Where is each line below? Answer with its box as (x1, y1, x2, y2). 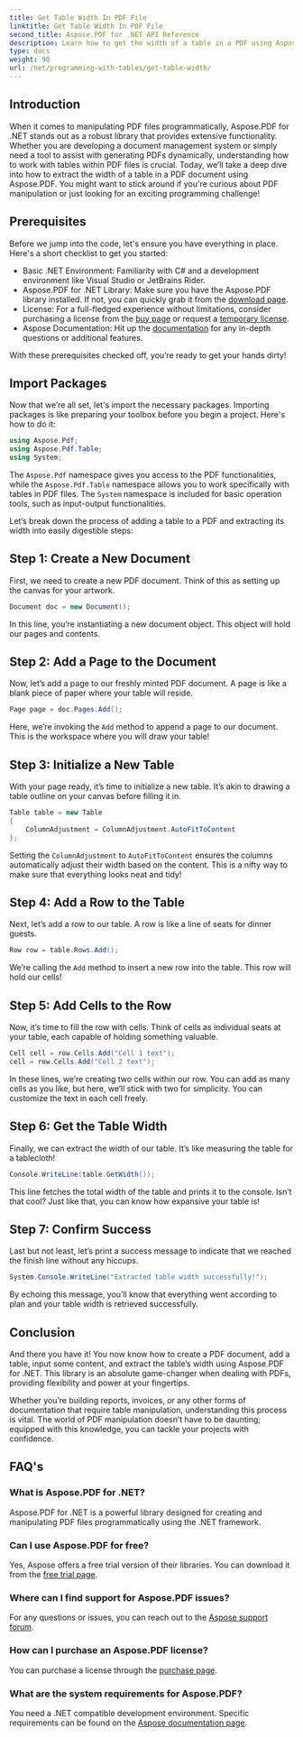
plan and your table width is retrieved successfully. (9, 1299, 198, 1310)
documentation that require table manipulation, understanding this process (9, 1404, 287, 1416)
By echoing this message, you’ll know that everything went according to (9, 1289, 278, 1300)
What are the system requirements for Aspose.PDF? (9, 1687, 243, 1700)
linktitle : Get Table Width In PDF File (9, 22, 164, 31)
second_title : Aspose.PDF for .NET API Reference (9, 30, 200, 39)
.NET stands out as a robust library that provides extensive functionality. (9, 130, 278, 141)
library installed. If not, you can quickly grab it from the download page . (22, 294, 289, 305)
